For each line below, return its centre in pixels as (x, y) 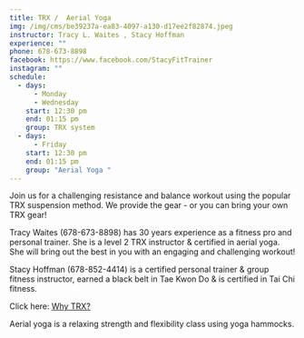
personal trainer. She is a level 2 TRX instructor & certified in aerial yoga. (145, 243)
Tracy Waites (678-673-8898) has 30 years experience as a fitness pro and (151, 233)
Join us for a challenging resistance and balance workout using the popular (150, 195)
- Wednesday (56, 102)
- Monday (50, 94)
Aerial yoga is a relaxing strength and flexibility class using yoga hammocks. (152, 324)
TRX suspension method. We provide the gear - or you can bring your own (149, 205)
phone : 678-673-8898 (49, 52)
